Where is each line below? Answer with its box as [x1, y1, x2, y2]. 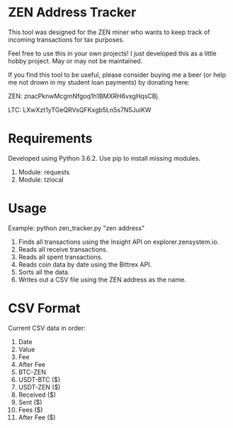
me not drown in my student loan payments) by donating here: [8, 77, 190, 86]
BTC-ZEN [18, 368, 47, 376]
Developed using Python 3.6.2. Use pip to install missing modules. [8, 154, 201, 162]
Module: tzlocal [18, 175, 64, 183]
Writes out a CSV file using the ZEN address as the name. [18, 275, 186, 284]
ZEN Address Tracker [8, 4, 137, 21]
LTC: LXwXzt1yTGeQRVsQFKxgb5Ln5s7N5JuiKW [8, 105, 152, 114]
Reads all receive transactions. [18, 245, 108, 253]
